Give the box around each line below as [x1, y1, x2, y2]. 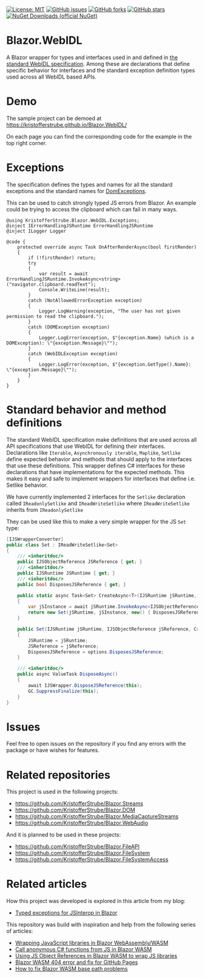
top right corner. [6, 139, 47, 146]
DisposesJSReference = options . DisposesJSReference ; [28, 649, 165, 655]
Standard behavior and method [6, 403, 167, 417]
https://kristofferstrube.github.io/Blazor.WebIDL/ [6, 121, 127, 128]
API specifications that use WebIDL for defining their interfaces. [6, 442, 166, 450]
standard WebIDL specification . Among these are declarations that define [6, 60, 190, 67]
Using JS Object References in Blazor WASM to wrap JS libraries [15, 952, 177, 960]
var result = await [38, 271, 88, 277]
